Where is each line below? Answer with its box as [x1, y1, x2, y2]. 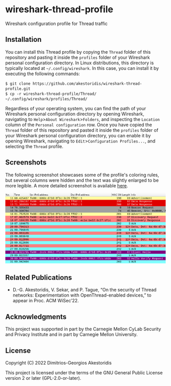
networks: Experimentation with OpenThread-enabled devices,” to [12, 292, 152, 298]
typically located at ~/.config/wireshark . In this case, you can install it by [5, 65, 159, 71]
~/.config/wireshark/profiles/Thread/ [5, 96, 88, 102]
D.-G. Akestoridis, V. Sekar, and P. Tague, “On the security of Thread [12, 287, 157, 293]
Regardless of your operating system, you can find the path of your [5, 105, 146, 111]
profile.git [5, 86, 31, 91]
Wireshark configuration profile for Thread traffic [5, 20, 108, 27]
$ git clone [5, 81, 31, 86]
